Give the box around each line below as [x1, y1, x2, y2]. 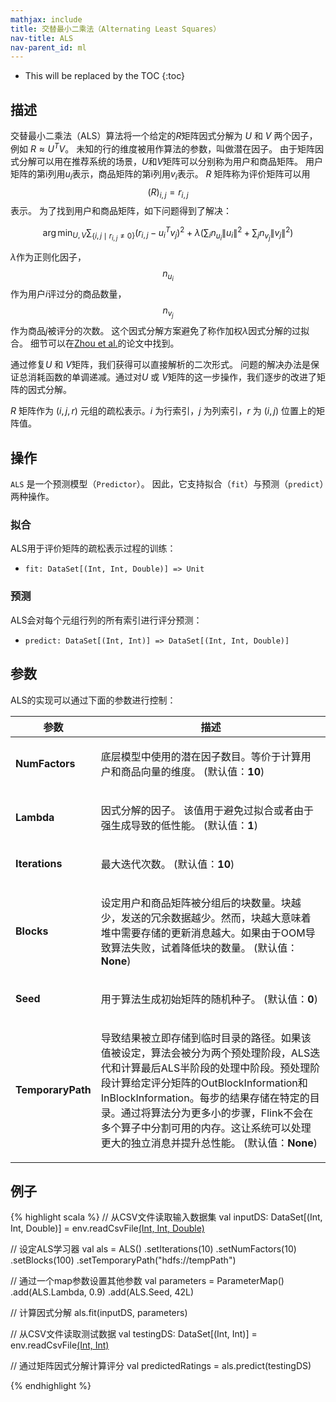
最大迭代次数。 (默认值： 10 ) [100, 857, 235, 871]
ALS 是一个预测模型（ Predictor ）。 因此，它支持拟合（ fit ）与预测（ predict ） [10, 478, 325, 490]
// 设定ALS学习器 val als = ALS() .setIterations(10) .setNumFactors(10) [10, 1243, 297, 1255]
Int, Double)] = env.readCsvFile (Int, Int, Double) [10, 1222, 205, 1235]
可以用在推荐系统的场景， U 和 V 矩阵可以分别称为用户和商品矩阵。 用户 [36, 155, 324, 167]
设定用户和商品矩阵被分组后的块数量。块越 [100, 896, 302, 910]
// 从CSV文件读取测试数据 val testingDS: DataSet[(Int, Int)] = [10, 1328, 258, 1340]
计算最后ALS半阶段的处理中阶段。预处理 [120, 1061, 311, 1075]
